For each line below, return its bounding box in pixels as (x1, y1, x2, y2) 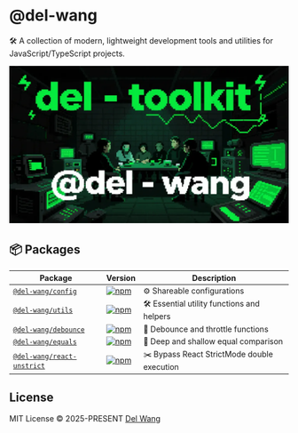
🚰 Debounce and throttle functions (143, 324, 269, 334)
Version (106, 272, 136, 283)
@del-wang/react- (12, 352, 77, 361)
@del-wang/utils (12, 306, 74, 316)
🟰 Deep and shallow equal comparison (143, 335, 284, 347)
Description (192, 272, 237, 283)
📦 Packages (9, 242, 81, 257)
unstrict (12, 361, 46, 370)
